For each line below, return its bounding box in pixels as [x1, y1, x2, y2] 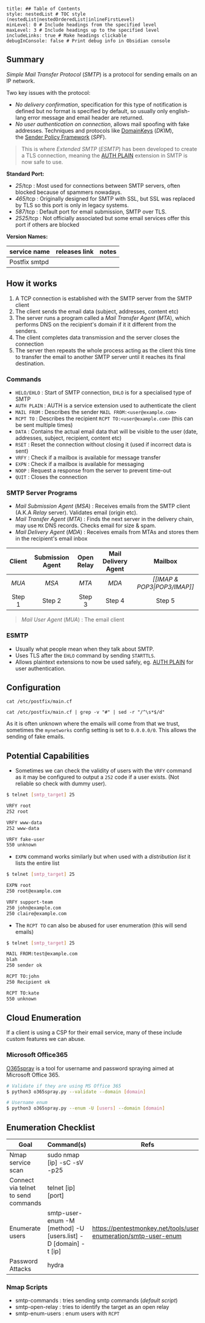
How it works [6, 278, 57, 289]
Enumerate [9, 1224, 41, 1232]
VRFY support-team [6, 899, 53, 905]
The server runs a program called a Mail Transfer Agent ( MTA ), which [15, 314, 190, 321]
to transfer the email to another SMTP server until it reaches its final [15, 353, 186, 360]
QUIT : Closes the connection [15, 473, 87, 480]
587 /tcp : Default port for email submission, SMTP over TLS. [15, 208, 167, 215]
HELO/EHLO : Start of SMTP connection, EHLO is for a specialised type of [15, 388, 192, 396]
